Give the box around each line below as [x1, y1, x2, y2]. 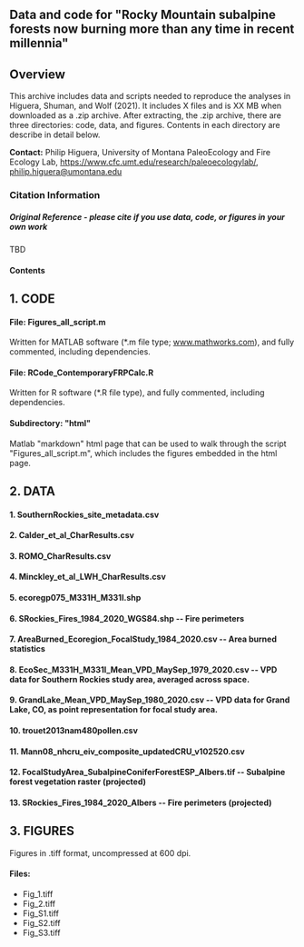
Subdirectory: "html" [9, 418, 92, 429]
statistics [9, 643, 45, 654]
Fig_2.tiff [22, 898, 56, 909]
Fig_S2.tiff [22, 917, 61, 928]
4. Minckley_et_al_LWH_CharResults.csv [9, 572, 166, 583]
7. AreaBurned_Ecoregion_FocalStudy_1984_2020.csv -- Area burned [9, 633, 277, 644]
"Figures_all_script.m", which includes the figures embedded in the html [9, 447, 278, 458]
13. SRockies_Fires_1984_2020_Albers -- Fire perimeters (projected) [9, 797, 272, 808]
